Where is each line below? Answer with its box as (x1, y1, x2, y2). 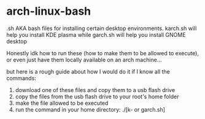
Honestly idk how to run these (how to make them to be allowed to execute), (6, 49, 199, 56)
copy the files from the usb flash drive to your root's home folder (15, 93, 179, 100)
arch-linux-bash (6, 4, 91, 18)
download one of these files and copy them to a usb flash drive (15, 86, 176, 93)
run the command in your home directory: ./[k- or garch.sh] (15, 106, 166, 113)
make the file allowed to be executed (15, 99, 109, 107)
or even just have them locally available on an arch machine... (6, 56, 162, 63)
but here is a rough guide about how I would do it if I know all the (6, 67, 170, 75)
